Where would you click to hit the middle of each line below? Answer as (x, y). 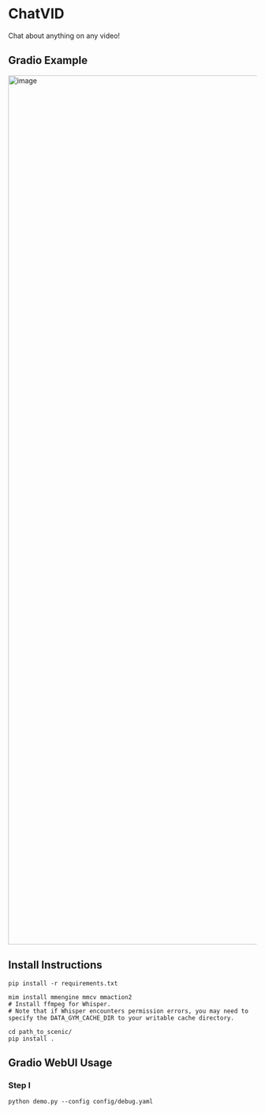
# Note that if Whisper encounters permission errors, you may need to (128, 1011)
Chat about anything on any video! (64, 36)
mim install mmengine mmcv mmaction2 (70, 997)
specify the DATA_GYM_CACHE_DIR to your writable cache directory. (121, 1018)
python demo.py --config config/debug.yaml (81, 1102)
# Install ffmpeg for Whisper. (60, 1004)
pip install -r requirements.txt (63, 983)
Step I (20, 1085)
